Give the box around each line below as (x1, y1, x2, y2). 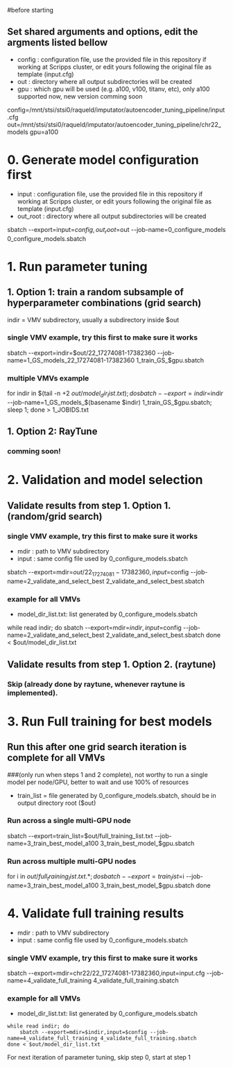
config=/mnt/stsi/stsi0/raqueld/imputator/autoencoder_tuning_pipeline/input (7, 106, 225, 114)
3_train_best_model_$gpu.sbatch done (100, 881, 211, 890)
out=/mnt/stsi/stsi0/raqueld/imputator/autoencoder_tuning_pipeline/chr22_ (7, 120, 222, 128)
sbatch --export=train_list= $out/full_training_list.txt (7, 831, 153, 840)
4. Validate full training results (7, 906, 184, 921)
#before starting (7, 6, 54, 14)
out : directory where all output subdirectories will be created (17, 77, 192, 85)
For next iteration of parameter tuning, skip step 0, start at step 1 (7, 1053, 191, 1062)
